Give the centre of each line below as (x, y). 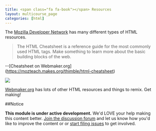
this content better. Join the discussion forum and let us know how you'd (78, 118)
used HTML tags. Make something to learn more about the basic (81, 52)
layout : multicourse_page (31, 14)
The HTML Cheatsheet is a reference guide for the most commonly (84, 47)
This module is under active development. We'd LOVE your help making (78, 113)
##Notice (14, 104)
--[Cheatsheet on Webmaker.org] (38, 66)
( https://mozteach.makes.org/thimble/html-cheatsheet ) (60, 71)
